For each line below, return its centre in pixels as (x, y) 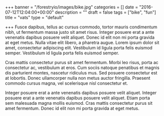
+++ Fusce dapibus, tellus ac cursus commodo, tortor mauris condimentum (81, 27)
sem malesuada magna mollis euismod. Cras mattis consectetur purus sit (79, 103)
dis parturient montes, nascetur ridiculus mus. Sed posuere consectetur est (81, 73)
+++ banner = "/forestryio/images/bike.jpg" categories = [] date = (72, 7)
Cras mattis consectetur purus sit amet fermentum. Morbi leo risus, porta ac (82, 62)
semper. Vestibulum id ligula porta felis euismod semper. (62, 53)
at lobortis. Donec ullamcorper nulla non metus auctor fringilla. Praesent (78, 78)
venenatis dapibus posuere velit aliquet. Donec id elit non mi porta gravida (80, 37)
